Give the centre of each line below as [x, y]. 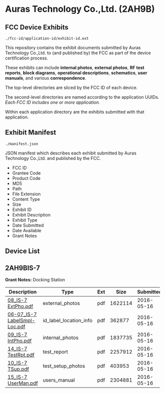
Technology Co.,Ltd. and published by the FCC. [53, 158]
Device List [23, 251]
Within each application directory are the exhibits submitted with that [75, 112]
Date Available [27, 230]
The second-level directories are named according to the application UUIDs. [82, 97]
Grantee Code [26, 173]
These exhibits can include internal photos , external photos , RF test [75, 68]
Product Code [26, 178]
